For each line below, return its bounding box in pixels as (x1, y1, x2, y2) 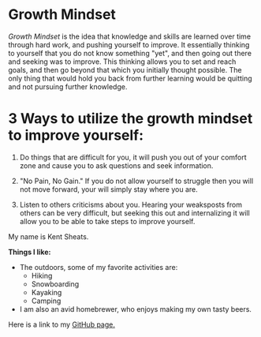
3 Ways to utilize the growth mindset (8, 110, 253, 128)
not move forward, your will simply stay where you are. (19, 184, 199, 194)
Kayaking (31, 287, 62, 297)
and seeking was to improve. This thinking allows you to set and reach (8, 57, 237, 66)
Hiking (31, 271, 53, 280)
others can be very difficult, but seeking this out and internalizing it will (19, 208, 250, 218)
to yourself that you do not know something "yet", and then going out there (8, 48, 252, 58)
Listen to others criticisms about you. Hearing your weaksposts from (19, 200, 243, 209)
